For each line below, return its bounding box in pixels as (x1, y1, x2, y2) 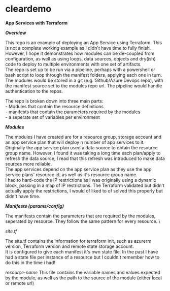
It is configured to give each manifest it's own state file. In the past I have (5, 248, 158, 254)
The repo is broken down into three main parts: (5, 98, 104, 104)
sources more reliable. (5, 160, 52, 167)
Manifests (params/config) (5, 203, 64, 209)
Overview (5, 29, 26, 36)
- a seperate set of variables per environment (5, 114, 100, 120)
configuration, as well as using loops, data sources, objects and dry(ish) (5, 55, 156, 61)
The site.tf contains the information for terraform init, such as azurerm (5, 238, 152, 244)
